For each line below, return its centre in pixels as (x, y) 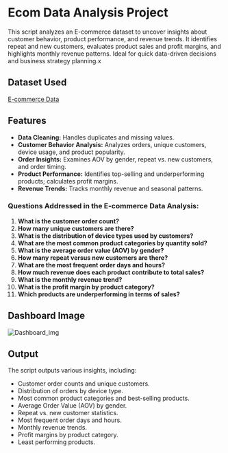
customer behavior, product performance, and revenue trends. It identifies (113, 38)
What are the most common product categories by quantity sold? (112, 243)
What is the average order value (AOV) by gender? (91, 250)
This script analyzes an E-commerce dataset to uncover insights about (107, 32)
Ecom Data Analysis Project (88, 13)
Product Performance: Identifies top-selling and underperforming (111, 174)
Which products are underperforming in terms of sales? (99, 294)
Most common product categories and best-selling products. (104, 398)
